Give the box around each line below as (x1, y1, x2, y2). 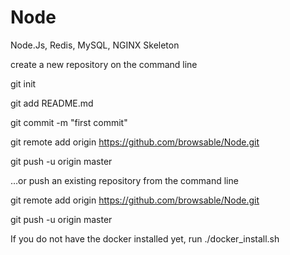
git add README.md (10, 97, 94, 109)
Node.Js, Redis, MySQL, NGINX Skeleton (10, 39, 180, 51)
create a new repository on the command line (10, 58, 198, 70)
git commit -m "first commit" (10, 116, 128, 128)
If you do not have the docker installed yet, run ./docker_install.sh (10, 232, 280, 245)
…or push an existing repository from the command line (10, 174, 239, 186)
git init (10, 77, 37, 90)
